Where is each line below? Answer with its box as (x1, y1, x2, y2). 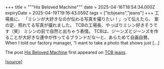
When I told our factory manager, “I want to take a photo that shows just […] (5, 40, 160, 46)
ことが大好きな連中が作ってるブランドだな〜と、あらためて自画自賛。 (9, 34, 152, 40)
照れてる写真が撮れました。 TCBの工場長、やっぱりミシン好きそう (18, 22, 154, 28)
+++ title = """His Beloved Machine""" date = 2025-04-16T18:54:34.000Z (5, 4, 156, 10)
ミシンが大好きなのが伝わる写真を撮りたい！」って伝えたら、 (28, 16, 153, 22)
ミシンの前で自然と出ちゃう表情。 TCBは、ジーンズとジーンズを (23, 28, 154, 34)
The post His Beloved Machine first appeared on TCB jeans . (5, 49, 127, 55)
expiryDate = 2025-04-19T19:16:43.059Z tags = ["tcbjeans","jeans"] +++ (5, 10, 154, 16)
